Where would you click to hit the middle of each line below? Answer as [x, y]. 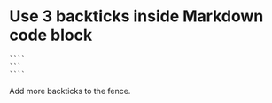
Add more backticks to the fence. [70, 91]
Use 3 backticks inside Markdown [136, 16]
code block [51, 35]
